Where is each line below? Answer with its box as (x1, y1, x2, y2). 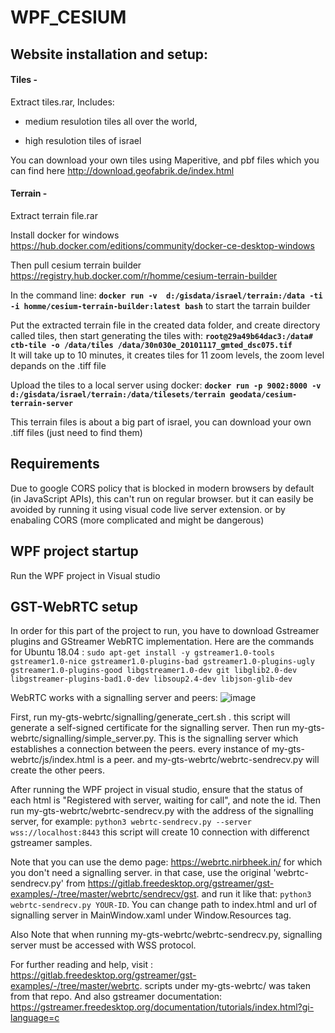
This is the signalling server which (158, 732, 299, 745)
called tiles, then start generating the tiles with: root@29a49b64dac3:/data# (10, 329, 313, 341)
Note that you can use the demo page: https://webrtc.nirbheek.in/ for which (10, 856, 323, 868)
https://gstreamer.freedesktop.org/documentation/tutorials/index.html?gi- (10, 1001, 315, 1013)
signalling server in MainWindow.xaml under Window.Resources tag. (10, 909, 292, 921)
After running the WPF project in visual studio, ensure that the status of (10, 784, 303, 796)
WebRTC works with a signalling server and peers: (10, 692, 218, 704)
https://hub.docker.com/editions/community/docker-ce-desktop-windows (10, 239, 315, 251)
